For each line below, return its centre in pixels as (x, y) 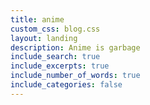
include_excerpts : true (60, 66)
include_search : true (55, 57)
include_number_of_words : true (75, 76)
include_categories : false (66, 85)
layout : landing (44, 38)
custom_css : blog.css (55, 29)
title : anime (37, 19)
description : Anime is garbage (75, 47)
